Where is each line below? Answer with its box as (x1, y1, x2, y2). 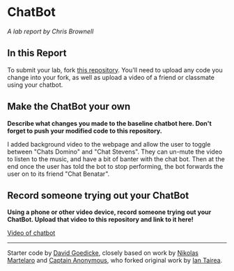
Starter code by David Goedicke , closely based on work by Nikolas (7, 249, 198, 257)
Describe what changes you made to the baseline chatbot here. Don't (7, 119, 212, 127)
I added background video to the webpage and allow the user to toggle (7, 140, 211, 148)
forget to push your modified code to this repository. (7, 126, 162, 135)
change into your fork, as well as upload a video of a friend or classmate (7, 73, 214, 81)
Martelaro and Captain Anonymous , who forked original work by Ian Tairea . (7, 256, 223, 265)
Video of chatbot (7, 229, 56, 237)
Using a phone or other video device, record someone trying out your (7, 208, 212, 216)
